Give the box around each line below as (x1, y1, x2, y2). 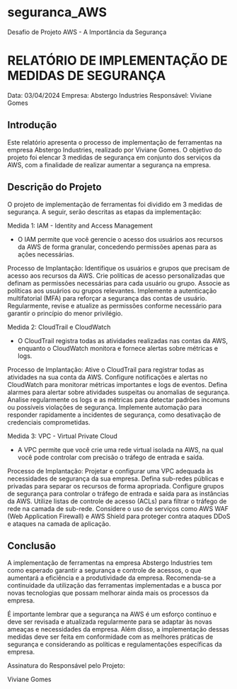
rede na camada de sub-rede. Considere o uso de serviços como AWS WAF (7, 504, 229, 512)
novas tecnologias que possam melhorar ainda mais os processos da (7, 589, 209, 598)
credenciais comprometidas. (7, 418, 91, 426)
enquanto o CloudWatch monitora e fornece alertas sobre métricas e (17, 344, 218, 352)
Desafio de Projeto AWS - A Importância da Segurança (7, 28, 167, 36)
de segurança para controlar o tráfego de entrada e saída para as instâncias (7, 489, 229, 498)
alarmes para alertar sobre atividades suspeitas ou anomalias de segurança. (7, 388, 230, 396)
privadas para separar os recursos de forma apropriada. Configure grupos (7, 481, 224, 490)
